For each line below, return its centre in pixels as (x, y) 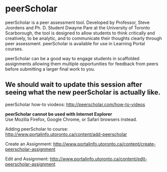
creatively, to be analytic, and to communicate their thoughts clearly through (83, 38)
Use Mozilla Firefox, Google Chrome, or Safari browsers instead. (71, 119)
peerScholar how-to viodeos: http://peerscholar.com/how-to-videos (75, 104)
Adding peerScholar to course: (37, 129)
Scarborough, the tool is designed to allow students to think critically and (80, 33)
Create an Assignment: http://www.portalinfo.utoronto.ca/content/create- (81, 144)
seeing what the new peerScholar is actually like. (83, 92)
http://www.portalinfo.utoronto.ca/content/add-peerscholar (66, 134)
